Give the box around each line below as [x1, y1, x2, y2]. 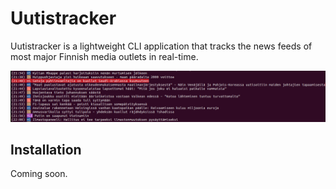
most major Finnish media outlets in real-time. [10, 50, 199, 62]
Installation [10, 142, 82, 159]
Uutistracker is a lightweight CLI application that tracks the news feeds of [10, 40, 313, 52]
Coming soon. [10, 168, 68, 180]
